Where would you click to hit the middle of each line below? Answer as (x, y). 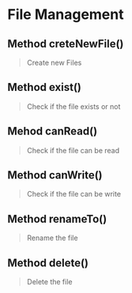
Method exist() (45, 87)
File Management (66, 15)
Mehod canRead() (53, 131)
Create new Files (54, 62)
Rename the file (52, 238)
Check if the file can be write (74, 194)
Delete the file (49, 282)
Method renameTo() (57, 219)
